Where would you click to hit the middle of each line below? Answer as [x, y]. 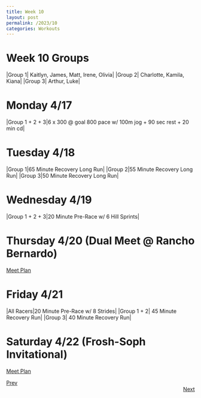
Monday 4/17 [39, 105]
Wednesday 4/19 [49, 200]
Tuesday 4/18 [41, 153]
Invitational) [37, 354]
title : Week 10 [25, 12]
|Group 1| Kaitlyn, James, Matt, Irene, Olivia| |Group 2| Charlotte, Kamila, [95, 75]
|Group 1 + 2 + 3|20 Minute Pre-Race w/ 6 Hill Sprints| [73, 216]
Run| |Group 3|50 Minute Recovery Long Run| [63, 176]
